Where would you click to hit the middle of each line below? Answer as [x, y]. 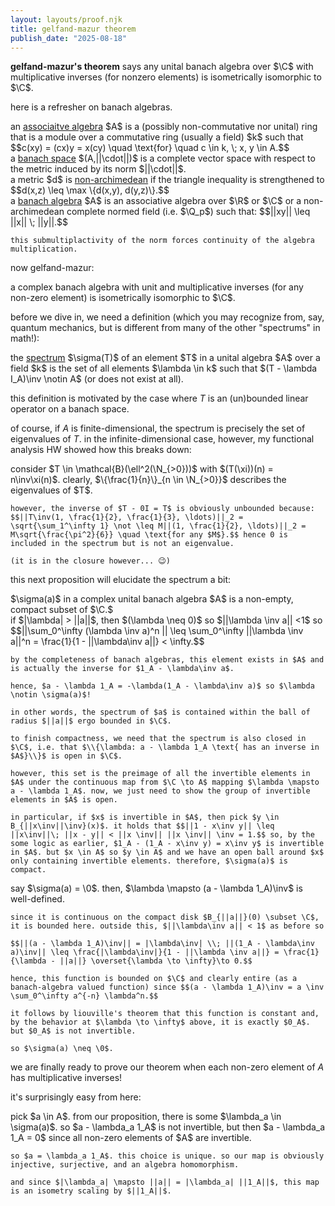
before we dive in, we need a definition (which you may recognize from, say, [167, 317]
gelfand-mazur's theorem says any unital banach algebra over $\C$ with [162, 67]
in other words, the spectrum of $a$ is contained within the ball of [160, 712]
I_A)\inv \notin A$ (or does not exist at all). [97, 379]
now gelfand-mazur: [52, 268]
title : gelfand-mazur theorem [73, 29]
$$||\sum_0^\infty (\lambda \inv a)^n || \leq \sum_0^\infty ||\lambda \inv [157, 631]
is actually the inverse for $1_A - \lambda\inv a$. [122, 669]
